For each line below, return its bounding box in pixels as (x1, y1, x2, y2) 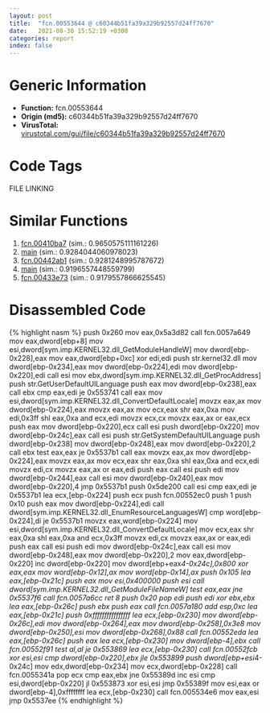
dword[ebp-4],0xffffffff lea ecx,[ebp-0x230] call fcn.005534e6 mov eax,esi (9, 686, 260, 697)
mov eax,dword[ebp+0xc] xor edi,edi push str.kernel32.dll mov (48, 353, 258, 363)
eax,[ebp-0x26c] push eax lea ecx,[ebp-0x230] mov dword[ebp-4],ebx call (9, 636, 260, 645)
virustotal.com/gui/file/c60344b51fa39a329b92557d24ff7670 (20, 129, 226, 139)
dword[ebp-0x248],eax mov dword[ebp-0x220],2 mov (9, 549, 191, 560)
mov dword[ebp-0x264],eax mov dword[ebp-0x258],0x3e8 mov (46, 618, 261, 628)
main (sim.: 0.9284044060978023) (20, 247, 139, 256)
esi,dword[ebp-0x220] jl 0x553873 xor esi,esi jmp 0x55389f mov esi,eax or (9, 678, 260, 688)
